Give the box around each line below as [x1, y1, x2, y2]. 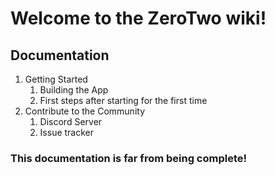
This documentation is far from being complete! [10, 151, 248, 165]
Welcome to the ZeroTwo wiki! [10, 7, 267, 30]
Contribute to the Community [24, 105, 146, 117]
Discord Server [39, 116, 103, 127]
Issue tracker [39, 127, 95, 138]
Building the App [39, 84, 109, 96]
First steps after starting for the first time [39, 95, 208, 106]
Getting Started [24, 73, 88, 85]
